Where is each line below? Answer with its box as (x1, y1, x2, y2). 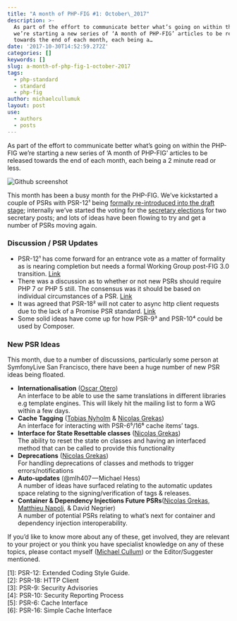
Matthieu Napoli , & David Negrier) (17, 504, 116, 512)
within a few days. (17, 407, 71, 415)
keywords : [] (7, 56, 46, 63)
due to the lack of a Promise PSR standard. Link (17, 307, 157, 315)
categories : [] (7, 50, 52, 57)
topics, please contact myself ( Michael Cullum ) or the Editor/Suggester (7, 548, 214, 556)
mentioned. (7, 555, 41, 564)
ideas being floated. (7, 371, 66, 379)
